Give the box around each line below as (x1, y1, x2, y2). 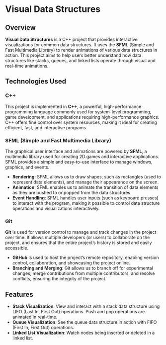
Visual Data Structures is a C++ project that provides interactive (5, 36, 138, 42)
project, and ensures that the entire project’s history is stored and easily (5, 240, 152, 246)
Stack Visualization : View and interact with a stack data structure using (12, 303, 160, 309)
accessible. (5, 245, 29, 251)
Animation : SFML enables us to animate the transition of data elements (12, 184, 159, 190)
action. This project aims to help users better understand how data (5, 52, 142, 58)
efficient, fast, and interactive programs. (5, 124, 87, 130)
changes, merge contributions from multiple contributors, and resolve (12, 270, 155, 276)
